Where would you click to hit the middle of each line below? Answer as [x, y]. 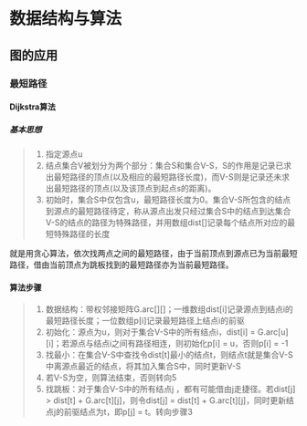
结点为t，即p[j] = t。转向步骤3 [136, 412]
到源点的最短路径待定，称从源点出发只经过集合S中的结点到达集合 [168, 212]
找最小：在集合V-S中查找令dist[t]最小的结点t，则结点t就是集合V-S [169, 355]
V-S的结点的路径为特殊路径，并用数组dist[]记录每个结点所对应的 [166, 223]
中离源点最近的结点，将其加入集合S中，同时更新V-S [143, 367]
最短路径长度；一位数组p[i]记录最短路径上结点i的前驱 [145, 321]
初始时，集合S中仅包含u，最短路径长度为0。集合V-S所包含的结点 [168, 200]
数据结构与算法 [66, 19]
